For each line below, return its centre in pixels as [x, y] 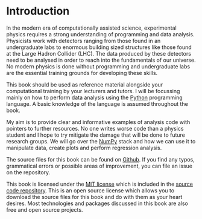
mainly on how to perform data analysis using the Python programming [94, 97]
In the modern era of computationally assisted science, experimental [91, 28]
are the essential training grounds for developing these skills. [82, 73]
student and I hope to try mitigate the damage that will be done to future [96, 135]
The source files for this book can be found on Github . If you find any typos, [100, 159]
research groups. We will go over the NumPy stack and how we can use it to [101, 141]
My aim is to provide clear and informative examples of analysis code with [98, 122]
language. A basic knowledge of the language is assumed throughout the [97, 103]
